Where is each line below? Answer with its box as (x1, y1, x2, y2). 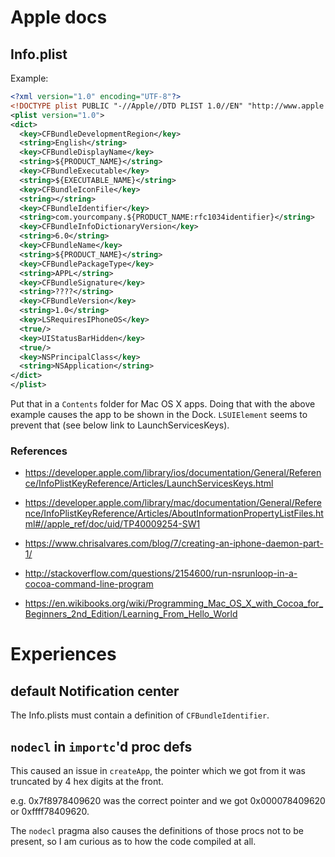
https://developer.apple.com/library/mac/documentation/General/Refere (24, 497, 322, 509)
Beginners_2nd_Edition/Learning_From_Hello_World (24, 608, 238, 620)
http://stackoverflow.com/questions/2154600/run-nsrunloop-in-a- (24, 567, 298, 580)
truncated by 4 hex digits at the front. (10, 776, 164, 788)
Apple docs (10, 6, 108, 29)
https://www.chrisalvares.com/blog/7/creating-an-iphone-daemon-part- (24, 537, 324, 550)
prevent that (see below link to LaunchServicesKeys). (10, 419, 230, 431)
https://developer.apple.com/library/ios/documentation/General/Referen (24, 467, 322, 479)
